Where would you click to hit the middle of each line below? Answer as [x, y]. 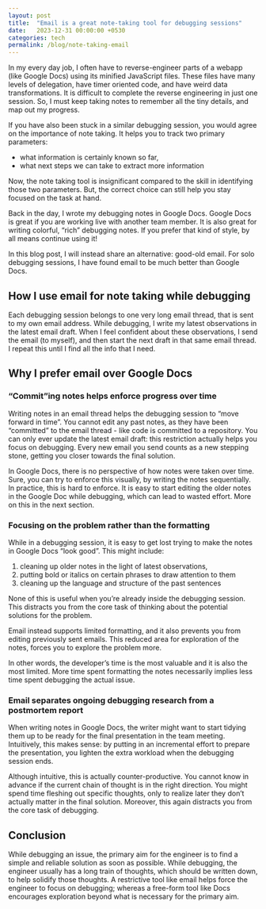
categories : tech [37, 38]
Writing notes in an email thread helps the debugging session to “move [123, 413]
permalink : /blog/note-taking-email [68, 45]
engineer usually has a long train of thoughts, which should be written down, [133, 871]
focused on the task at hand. [55, 198]
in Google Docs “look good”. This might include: [86, 550]
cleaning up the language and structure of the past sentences [120, 583]
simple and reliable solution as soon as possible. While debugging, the [123, 863]
